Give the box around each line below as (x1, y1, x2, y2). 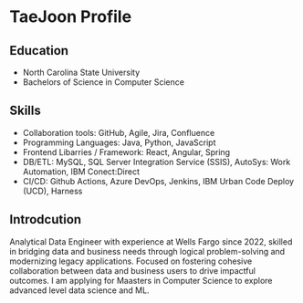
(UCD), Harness (22, 185, 83, 196)
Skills (9, 103, 41, 119)
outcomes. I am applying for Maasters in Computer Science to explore (9, 275, 273, 286)
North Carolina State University (22, 67, 141, 78)
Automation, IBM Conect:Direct (22, 166, 140, 177)
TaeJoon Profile (9, 6, 132, 27)
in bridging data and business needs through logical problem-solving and (9, 246, 286, 256)
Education (9, 43, 69, 58)
